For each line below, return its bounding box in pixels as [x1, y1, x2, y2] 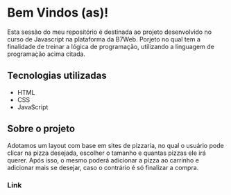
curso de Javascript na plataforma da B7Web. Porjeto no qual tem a [7, 35, 201, 43]
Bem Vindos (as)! [7, 5, 109, 21]
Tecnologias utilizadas [7, 70, 107, 82]
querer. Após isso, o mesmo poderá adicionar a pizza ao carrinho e [7, 156, 200, 164]
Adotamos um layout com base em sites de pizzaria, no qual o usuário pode [7, 141, 224, 149]
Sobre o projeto [7, 123, 75, 135]
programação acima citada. [7, 50, 85, 58]
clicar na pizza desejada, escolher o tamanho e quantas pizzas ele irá [7, 149, 206, 157]
